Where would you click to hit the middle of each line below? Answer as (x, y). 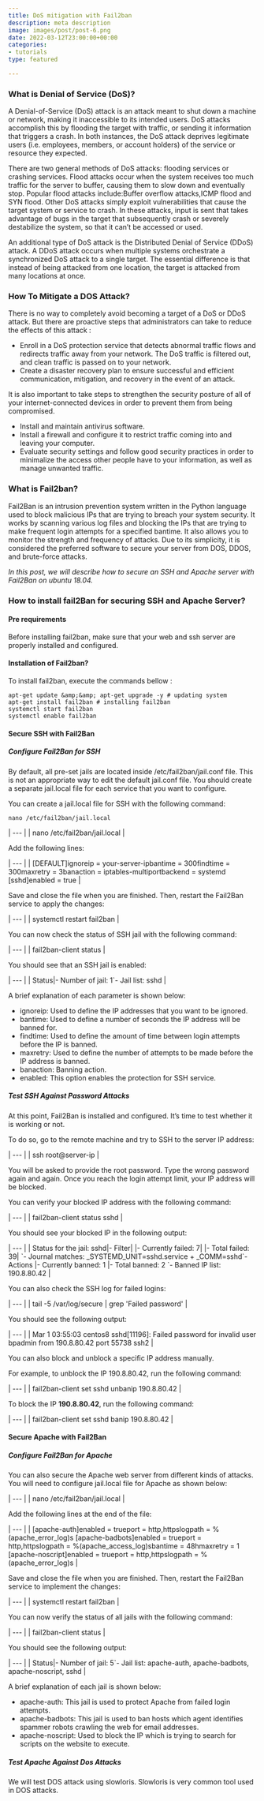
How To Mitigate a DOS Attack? (69, 297)
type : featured (33, 60)
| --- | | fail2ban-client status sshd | (66, 1217)
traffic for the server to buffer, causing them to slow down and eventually (127, 185)
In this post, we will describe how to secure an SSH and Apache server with (131, 571)
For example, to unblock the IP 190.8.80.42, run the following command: (125, 1373)
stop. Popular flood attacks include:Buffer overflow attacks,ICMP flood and (130, 193)
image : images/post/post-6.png (59, 30)
